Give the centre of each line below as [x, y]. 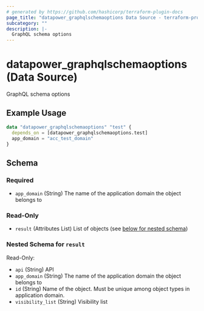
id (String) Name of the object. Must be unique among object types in [102, 289]
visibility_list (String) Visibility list [61, 301]
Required [20, 180]
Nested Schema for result [46, 244]
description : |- [27, 29]
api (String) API [34, 269]
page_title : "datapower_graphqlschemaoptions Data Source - [84, 18]
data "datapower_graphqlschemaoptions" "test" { [69, 127]
